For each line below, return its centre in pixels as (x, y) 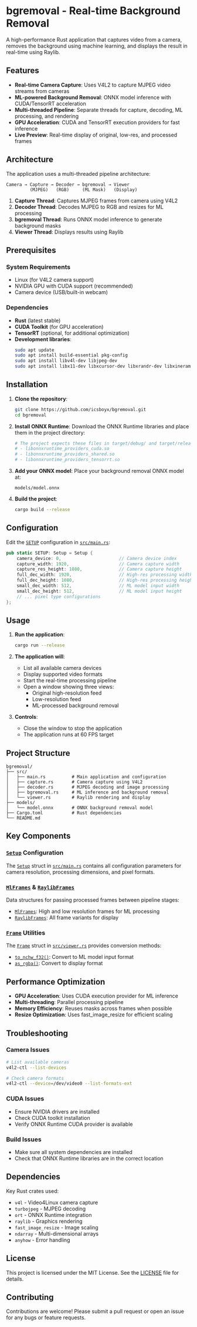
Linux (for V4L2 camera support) (54, 280)
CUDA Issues (25, 1099)
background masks (38, 225)
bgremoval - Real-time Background (93, 11)
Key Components (38, 836)
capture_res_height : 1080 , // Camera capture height (99, 569)
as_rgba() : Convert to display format (59, 963)
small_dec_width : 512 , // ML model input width (98, 586)
